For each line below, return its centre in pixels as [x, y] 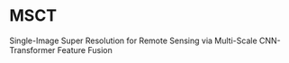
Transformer [32, 49]
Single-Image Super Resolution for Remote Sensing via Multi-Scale [134, 40]
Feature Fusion [85, 49]
